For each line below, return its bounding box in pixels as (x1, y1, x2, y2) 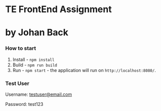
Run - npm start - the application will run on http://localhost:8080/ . (12, 67, 156, 73)
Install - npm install (12, 56, 55, 62)
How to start (5, 45, 36, 52)
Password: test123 (5, 101, 44, 107)
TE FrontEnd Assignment (5, 4, 112, 15)
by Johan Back (5, 27, 69, 39)
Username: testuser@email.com (5, 91, 72, 97)
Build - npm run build (12, 62, 57, 68)
